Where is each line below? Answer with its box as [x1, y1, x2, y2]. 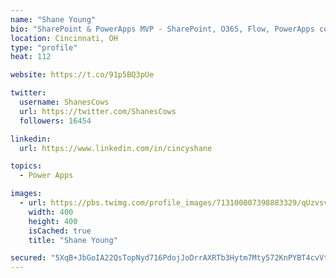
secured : [10, 253, 47, 263]
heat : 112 [10, 52, 52, 62]
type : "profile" [10, 42, 78, 53]
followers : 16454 [19, 116, 92, 126]
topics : [10, 161, 43, 171]
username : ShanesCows [19, 97, 110, 107]
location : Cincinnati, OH [10, 33, 118, 43]
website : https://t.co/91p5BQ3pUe [10, 70, 155, 80]
